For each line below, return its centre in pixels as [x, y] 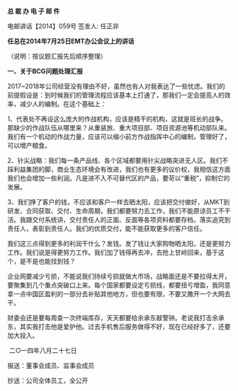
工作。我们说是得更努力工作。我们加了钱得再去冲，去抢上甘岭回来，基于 [113, 252]
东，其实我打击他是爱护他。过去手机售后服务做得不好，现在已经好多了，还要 [119, 327]
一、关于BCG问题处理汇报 [45, 71]
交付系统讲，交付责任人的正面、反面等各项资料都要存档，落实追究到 [131, 220]
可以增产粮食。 [29, 145]
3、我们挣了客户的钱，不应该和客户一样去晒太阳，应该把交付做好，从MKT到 [119, 202]
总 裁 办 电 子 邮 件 [34, 11]
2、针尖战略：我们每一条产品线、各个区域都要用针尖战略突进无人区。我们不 [118, 161]
